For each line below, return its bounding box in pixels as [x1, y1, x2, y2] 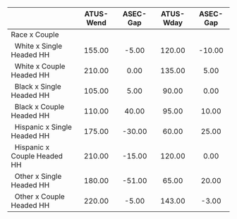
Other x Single [14, 172, 62, 181]
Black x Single [14, 82, 61, 91]
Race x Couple [11, 30, 59, 39]
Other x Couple [14, 192, 65, 201]
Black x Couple [14, 102, 65, 111]
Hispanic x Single [14, 123, 73, 132]
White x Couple [14, 61, 66, 71]
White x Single [14, 42, 63, 51]
